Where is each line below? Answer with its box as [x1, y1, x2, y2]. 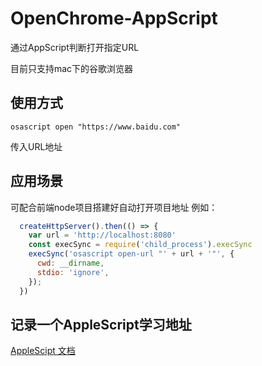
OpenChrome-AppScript [10, 7, 218, 30]
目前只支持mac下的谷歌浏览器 [10, 62, 134, 74]
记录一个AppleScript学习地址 [10, 316, 192, 333]
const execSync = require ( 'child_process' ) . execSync [28, 240, 253, 250]
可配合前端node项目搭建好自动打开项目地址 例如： [10, 201, 218, 213]
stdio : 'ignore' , [36, 267, 110, 277]
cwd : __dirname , [36, 258, 105, 269]
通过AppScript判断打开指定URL [10, 41, 140, 53]
